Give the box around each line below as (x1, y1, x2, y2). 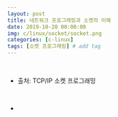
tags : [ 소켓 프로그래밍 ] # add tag (7, 43, 101, 50)
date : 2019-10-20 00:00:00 (7, 23, 86, 30)
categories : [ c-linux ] (7, 36, 74, 43)
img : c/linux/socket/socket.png (7, 29, 102, 37)
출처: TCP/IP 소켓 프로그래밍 (17, 76, 96, 85)
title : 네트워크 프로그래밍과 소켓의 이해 (7, 17, 111, 24)
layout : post (7, 10, 46, 18)
